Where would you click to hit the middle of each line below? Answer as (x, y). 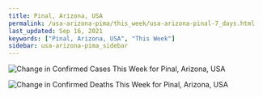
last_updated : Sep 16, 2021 (56, 31)
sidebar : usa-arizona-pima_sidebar (68, 46)
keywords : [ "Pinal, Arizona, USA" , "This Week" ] (92, 38)
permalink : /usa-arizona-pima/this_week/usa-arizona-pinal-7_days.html (131, 23)
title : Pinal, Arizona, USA (56, 16)
